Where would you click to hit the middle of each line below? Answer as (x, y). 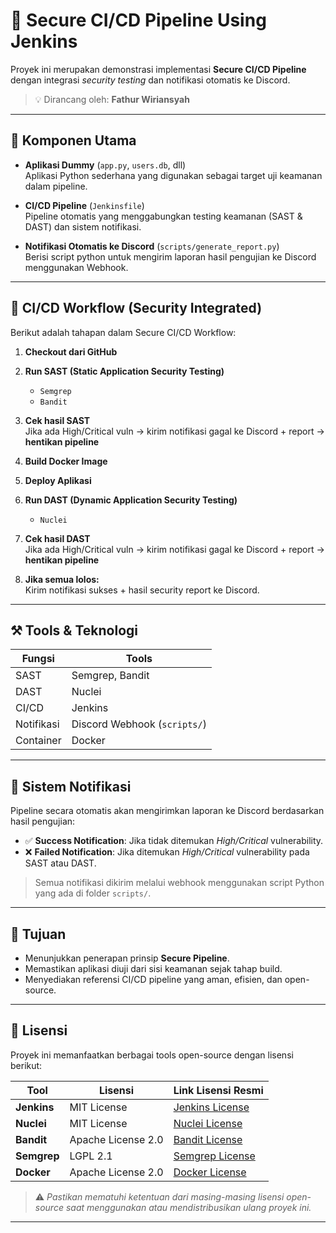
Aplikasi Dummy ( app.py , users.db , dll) (105, 165)
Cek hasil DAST (57, 538)
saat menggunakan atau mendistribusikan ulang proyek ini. (188, 1207)
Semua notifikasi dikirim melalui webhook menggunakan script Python (179, 883)
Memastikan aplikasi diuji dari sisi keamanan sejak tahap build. (153, 968)
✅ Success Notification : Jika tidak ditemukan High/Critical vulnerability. (174, 841)
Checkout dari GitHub (71, 351)
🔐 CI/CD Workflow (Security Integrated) (136, 308)
